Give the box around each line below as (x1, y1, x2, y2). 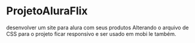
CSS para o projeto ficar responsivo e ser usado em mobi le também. (6, 30, 176, 37)
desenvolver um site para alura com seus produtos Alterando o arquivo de (6, 24, 189, 31)
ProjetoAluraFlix (6, 4, 88, 18)
